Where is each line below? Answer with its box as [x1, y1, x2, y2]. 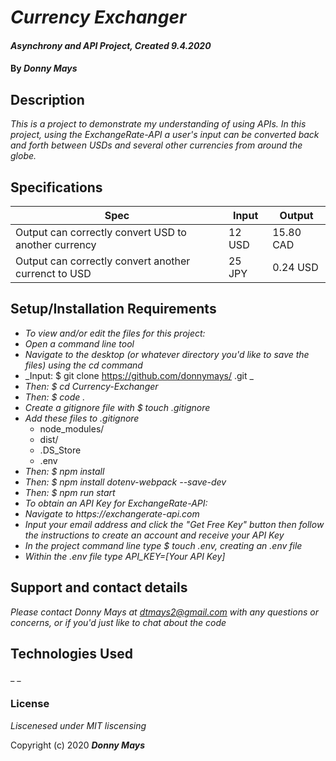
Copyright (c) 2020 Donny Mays [10, 739, 146, 751]
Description [10, 91, 85, 108]
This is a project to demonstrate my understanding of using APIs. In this [10, 118, 307, 130]
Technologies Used [10, 646, 133, 663]
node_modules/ [39, 422, 105, 435]
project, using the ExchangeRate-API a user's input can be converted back [10, 129, 320, 141]
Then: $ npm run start [24, 486, 116, 498]
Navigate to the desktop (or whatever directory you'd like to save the [24, 348, 310, 360]
